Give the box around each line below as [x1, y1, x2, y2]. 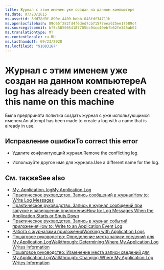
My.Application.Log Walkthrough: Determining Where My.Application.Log [12, 239, 159, 245]
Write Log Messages [12, 197, 54, 203]
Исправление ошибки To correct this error [5, 137, 138, 145]
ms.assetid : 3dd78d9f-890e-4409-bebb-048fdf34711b [5, 16, 111, 21]
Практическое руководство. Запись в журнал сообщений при [12, 202, 143, 209]
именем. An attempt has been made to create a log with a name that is [5, 117, 147, 123]
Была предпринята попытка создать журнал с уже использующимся [5, 112, 150, 118]
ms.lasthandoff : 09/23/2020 [5, 39, 63, 44]
